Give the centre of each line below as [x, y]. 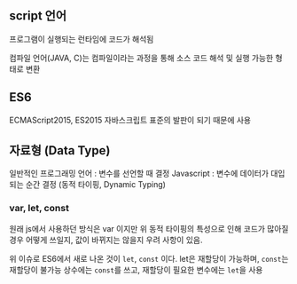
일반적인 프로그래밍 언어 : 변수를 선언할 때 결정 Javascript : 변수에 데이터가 [139, 174]
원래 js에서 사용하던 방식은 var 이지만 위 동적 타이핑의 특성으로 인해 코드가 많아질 [149, 228]
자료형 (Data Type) [60, 150]
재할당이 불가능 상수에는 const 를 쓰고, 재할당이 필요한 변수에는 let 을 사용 [136, 270]
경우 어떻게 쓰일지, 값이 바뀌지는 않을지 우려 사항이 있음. [106, 240]
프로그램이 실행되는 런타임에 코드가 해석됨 [82, 39]
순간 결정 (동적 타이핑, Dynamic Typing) [96, 185]
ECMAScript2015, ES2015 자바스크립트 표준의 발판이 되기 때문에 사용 [130, 120]
